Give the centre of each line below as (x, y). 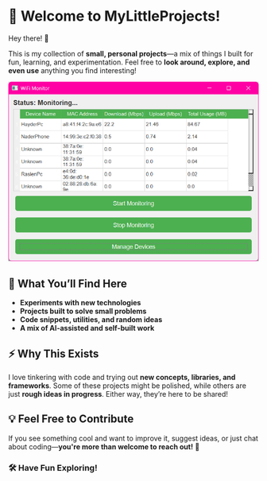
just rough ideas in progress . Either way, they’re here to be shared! (118, 394)
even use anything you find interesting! (72, 70)
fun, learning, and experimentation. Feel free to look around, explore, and (129, 62)
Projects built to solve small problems (83, 311)
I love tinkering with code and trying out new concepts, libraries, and (122, 377)
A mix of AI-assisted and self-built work (87, 328)
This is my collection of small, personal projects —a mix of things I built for (131, 53)
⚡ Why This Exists (54, 354)
